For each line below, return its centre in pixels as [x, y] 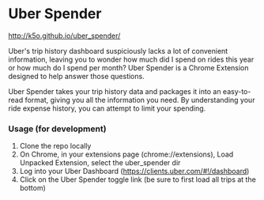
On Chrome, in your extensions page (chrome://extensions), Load [126, 154]
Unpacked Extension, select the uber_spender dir [100, 163]
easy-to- [237, 91]
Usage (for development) [57, 129]
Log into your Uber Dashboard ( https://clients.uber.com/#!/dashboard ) [134, 172]
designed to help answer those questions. [76, 76]
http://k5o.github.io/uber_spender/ [64, 36]
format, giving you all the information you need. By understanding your [140, 100]
